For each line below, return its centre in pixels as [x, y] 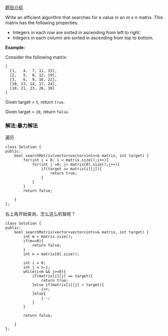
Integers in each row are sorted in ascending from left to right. [77, 32]
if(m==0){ [33, 241]
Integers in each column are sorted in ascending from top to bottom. [83, 38]
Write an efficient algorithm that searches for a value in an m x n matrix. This [84, 17]
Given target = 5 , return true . [35, 102]
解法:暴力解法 [22, 125]
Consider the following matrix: [36, 57]
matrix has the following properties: [42, 23]
